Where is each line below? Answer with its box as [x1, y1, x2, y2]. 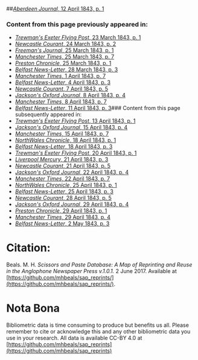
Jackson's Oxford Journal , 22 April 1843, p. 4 [14, 169, 129, 176]
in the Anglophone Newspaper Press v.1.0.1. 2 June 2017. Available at [6, 268, 177, 275]
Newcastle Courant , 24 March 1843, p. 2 [14, 40, 117, 48]
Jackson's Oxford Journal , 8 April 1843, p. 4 [14, 92, 126, 99]
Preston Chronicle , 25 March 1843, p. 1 [14, 60, 112, 67]
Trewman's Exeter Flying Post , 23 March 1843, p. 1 [14, 34, 141, 41]
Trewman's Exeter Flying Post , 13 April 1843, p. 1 [14, 117, 136, 124]
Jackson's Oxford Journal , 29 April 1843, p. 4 [14, 201, 129, 208]
